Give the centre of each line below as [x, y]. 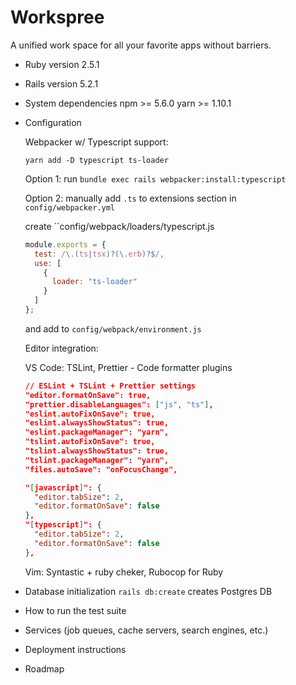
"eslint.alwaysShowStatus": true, [96, 423]
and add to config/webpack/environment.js [113, 328]
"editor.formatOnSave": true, [88, 395]
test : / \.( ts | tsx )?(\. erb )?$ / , [99, 254]
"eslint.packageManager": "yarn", [96, 432]
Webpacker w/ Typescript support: [96, 142]
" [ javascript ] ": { [63, 487]
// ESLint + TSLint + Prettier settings [110, 386]
